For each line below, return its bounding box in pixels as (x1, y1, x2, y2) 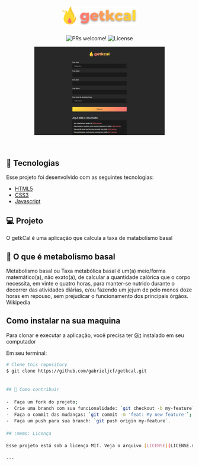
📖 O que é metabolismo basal (6, 252, 115, 262)
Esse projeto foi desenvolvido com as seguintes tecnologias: (6, 174, 154, 181)
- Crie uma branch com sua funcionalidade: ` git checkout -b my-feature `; (6, 406, 197, 412)
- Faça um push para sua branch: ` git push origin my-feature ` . (6, 418, 171, 424)
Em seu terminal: (6, 349, 47, 357)
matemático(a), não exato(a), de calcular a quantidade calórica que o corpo (6, 274, 191, 281)
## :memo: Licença (6, 430, 52, 437)
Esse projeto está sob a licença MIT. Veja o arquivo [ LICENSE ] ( (6, 443, 171, 449)
